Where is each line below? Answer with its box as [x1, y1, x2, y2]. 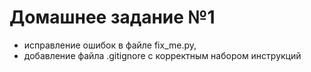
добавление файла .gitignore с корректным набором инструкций [23, 49, 302, 61]
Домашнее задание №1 [9, 6, 216, 29]
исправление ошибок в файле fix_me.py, [23, 39, 197, 51]
